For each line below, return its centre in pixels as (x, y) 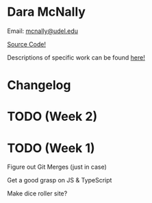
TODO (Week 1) (51, 148)
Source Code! (27, 44)
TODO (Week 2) (52, 117)
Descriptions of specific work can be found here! (76, 57)
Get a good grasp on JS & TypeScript (60, 180)
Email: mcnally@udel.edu (43, 31)
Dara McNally (46, 12)
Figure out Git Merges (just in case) (57, 167)
